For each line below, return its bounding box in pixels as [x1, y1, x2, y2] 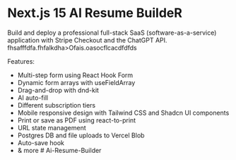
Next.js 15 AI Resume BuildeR [7, 5, 182, 21]
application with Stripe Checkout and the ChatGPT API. [7, 35, 167, 44]
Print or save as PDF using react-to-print [17, 115, 136, 125]
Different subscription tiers [17, 101, 96, 109]
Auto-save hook [17, 138, 65, 147]
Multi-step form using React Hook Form [17, 71, 134, 79]
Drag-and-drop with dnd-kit [17, 86, 99, 94]
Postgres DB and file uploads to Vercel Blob [17, 131, 145, 139]
